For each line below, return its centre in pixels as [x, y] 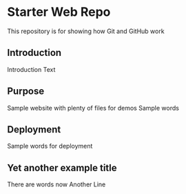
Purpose [26, 91]
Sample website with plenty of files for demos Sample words [93, 108]
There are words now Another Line [56, 184]
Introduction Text [31, 69]
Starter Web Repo [59, 12]
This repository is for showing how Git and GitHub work [86, 31]
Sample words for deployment [50, 146]
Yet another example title [62, 167]
